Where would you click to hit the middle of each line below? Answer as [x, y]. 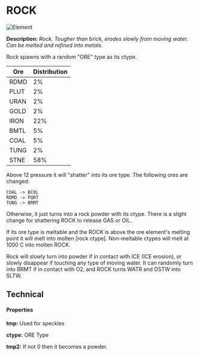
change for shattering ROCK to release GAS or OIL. [69, 220]
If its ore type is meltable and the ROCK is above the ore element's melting [98, 232]
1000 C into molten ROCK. [38, 245]
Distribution [50, 72]
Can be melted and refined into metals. [55, 45]
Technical [25, 294]
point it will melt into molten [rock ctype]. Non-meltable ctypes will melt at [97, 238]
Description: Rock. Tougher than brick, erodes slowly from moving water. [97, 38]
